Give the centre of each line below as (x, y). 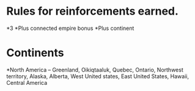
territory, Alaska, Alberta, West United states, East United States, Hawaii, (98, 76)
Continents (35, 53)
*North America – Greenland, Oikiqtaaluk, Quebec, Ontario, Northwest (95, 70)
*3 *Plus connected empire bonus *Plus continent (70, 28)
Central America (27, 82)
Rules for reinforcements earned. (93, 11)
